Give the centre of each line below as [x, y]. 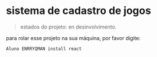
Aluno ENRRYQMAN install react [44, 49]
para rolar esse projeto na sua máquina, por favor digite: [73, 38]
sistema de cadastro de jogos [78, 11]
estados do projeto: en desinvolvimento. [68, 27]
